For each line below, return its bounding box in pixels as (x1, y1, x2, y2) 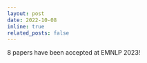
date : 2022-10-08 (7, 17, 57, 24)
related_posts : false (7, 29, 70, 37)
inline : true (7, 23, 45, 30)
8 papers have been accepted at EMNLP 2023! (7, 48, 141, 57)
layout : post (7, 10, 45, 17)
